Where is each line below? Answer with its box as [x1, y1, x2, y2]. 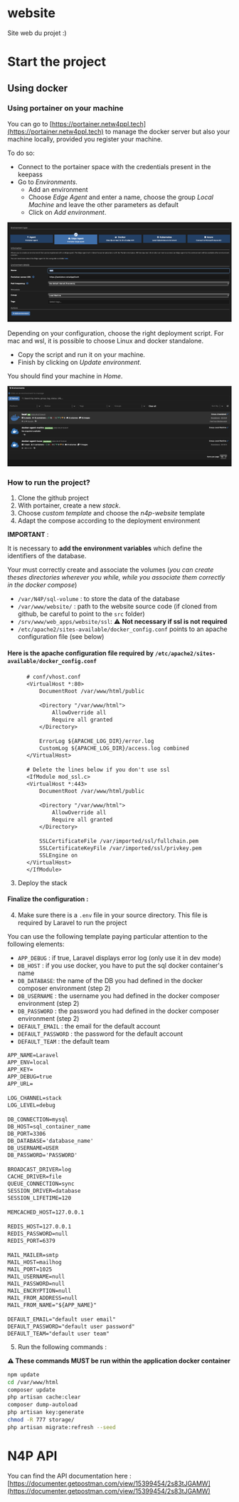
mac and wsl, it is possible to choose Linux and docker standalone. [7, 336, 204, 345]
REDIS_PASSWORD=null [7, 1230, 69, 1237]
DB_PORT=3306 [7, 1130, 46, 1137]
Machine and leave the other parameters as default [28, 200, 179, 208]
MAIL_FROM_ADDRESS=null [7, 1294, 78, 1301]
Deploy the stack [17, 878, 68, 887]
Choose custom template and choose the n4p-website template [17, 509, 206, 518]
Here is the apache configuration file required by [7, 649, 154, 657]
